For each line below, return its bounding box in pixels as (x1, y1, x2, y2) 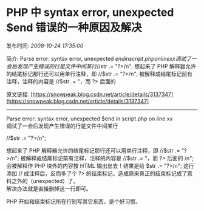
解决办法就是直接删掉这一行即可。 (6, 185, 92, 192)
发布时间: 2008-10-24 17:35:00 (6, 42, 84, 49)
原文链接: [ (6, 91, 33, 98)
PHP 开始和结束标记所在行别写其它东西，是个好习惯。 (6, 198, 141, 205)
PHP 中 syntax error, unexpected (6, 5, 174, 19)
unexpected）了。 (32, 177, 79, 184)
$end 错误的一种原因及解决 (6, 21, 142, 35)
